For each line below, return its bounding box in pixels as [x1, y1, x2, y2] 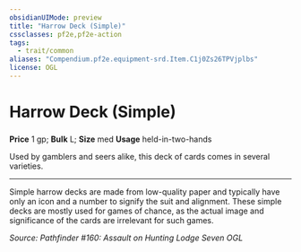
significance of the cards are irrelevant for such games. [9, 214, 214, 225]
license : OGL [9, 64, 58, 73]
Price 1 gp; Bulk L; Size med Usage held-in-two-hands [9, 134, 212, 144]
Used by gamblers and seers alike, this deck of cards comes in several [9, 151, 271, 161]
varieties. [9, 161, 44, 171]
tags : [9, 38, 30, 48]
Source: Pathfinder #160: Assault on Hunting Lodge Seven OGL [9, 232, 244, 243]
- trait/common [17, 47, 74, 56]
